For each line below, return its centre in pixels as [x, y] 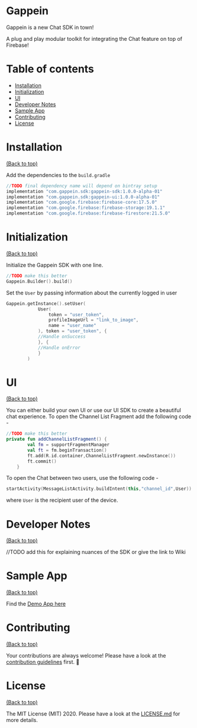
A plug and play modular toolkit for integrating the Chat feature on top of [94, 39]
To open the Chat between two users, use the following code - [82, 478]
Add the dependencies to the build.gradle [58, 175]
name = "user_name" [72, 326]
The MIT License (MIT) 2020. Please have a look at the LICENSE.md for [93, 714]
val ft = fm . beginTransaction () [67, 450]
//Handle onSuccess [62, 336]
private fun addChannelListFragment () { [57, 440]
